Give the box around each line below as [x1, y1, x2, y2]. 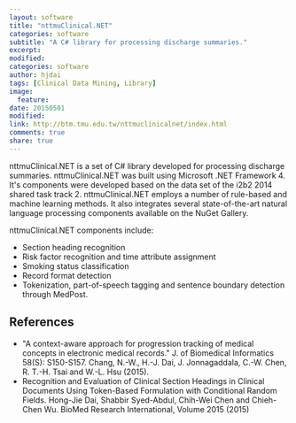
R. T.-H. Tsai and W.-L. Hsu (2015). [21, 366, 149, 377]
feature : [17, 95, 50, 104]
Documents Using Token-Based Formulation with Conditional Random [21, 385, 277, 396]
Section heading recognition [21, 242, 126, 252]
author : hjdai [9, 71, 62, 80]
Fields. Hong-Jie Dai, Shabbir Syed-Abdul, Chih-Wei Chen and [21, 395, 250, 405]
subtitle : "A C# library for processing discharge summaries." [9, 37, 248, 47]
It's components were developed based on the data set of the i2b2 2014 [9, 179, 273, 190]
